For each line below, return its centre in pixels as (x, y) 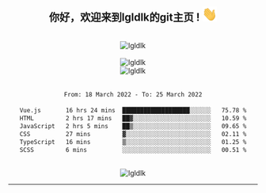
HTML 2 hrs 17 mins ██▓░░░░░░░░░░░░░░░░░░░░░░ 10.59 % (133, 118)
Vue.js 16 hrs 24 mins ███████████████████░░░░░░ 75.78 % (133, 110)
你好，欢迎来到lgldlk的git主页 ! (124, 18)
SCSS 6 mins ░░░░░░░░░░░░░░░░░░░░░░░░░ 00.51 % (133, 149)
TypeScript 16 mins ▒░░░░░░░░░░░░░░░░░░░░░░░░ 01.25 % (133, 142)
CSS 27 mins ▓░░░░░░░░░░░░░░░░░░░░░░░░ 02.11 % (133, 134)
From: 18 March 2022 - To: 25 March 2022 (133, 94)
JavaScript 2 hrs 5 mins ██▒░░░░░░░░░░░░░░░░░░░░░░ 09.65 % (133, 126)
